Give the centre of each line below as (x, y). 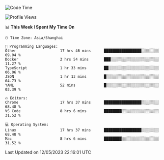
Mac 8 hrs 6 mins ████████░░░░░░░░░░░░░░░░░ (82, 139)
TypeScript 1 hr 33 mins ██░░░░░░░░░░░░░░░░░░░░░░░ (82, 68)
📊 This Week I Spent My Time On (40, 27)
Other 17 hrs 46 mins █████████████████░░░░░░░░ (82, 51)
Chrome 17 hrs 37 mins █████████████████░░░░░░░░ (82, 102)
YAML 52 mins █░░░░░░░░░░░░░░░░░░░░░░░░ (82, 85)
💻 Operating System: (27, 125)
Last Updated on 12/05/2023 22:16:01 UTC (48, 152)
